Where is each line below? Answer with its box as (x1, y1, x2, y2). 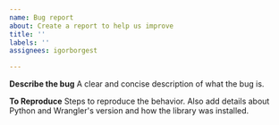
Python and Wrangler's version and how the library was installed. (9, 105, 249, 116)
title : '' (9, 29, 46, 38)
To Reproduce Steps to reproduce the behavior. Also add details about (9, 96, 270, 107)
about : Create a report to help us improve (9, 21, 174, 30)
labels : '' (9, 37, 50, 47)
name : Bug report (9, 12, 74, 22)
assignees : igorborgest (9, 46, 98, 55)
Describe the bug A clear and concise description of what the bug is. (9, 79, 265, 89)
